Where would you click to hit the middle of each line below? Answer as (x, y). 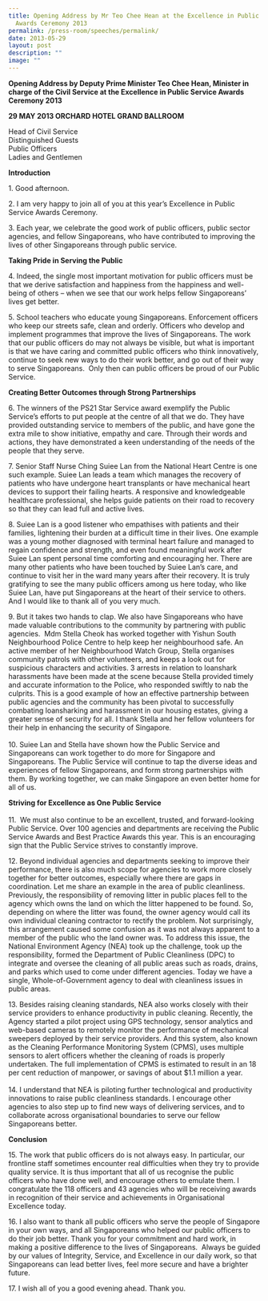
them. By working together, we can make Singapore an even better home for (134, 779)
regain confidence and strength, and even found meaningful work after (125, 550)
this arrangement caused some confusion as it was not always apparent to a (134, 929)
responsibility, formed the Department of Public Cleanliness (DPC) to (122, 954)
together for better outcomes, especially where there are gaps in (115, 878)
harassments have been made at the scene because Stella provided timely (131, 676)
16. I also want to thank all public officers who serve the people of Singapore (134, 1222)
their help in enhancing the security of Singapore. (90, 727)
